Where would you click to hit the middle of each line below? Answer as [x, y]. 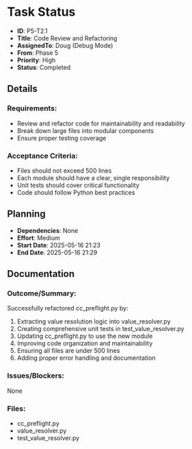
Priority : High [36, 60]
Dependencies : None [47, 230]
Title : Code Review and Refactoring [67, 38]
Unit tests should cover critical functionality [78, 185]
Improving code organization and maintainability [85, 343]
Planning [26, 214]
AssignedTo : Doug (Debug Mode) [65, 45]
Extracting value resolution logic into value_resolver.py [94, 321]
